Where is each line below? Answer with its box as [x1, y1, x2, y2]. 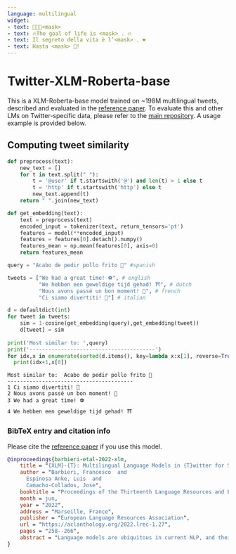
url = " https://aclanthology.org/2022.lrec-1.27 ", [20, 521, 171, 528]
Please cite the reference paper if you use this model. [7, 442, 162, 451]
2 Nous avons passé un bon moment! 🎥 [7, 390, 118, 397]
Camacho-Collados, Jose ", [25, 482, 102, 489]
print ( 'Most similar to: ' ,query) [7, 339, 109, 347]
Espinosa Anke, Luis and [25, 475, 102, 482]
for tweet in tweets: [7, 314, 71, 321]
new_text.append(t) [32, 191, 90, 198]
